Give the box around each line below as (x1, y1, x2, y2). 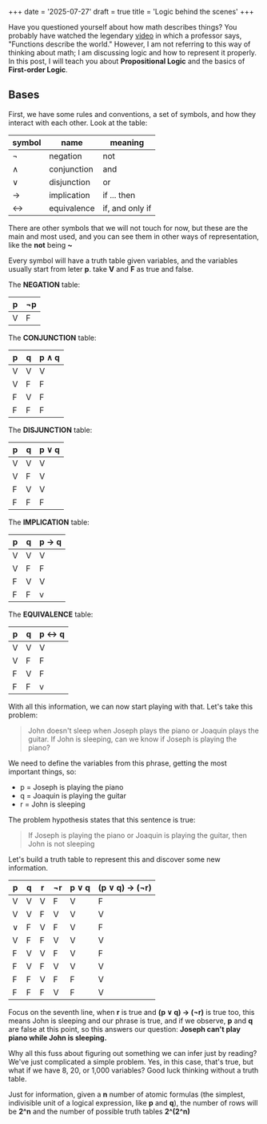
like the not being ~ (8, 240, 74, 249)
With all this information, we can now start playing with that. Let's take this (8, 701, 253, 711)
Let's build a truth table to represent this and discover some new (8, 854, 221, 864)
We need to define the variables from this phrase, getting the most (8, 758, 228, 768)
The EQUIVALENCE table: (8, 609, 94, 619)
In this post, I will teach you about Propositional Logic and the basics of (8, 56, 245, 66)
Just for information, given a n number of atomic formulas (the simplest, (8, 1090, 245, 1099)
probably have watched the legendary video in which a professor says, (8, 31, 242, 40)
